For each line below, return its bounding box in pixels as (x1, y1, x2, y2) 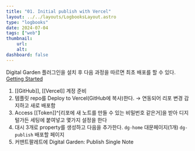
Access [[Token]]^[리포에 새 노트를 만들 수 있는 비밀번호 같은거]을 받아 (14, 109, 178, 116)
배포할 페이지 (34, 131, 65, 138)
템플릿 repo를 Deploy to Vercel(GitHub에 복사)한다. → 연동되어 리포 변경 (14, 94, 183, 101)
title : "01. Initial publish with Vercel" (6, 8, 111, 15)
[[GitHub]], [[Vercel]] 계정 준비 (14, 87, 87, 94)
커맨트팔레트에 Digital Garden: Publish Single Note (14, 138, 134, 145)
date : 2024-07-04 (6, 24, 49, 31)
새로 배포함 (30, 101, 56, 108)
